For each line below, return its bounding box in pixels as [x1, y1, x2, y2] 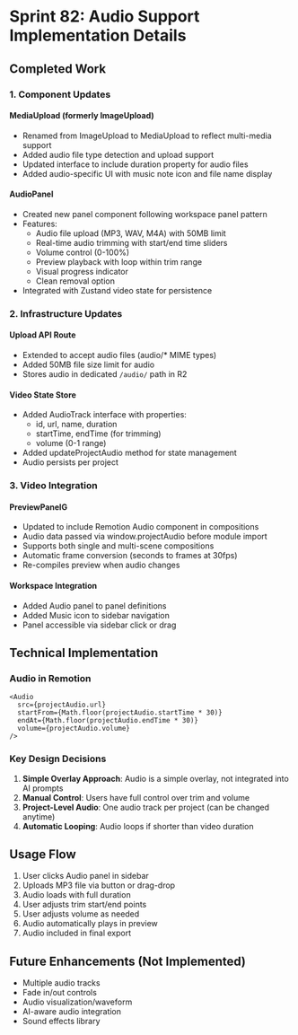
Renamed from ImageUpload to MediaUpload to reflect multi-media [22, 130, 272, 141]
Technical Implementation [9, 645, 159, 661]
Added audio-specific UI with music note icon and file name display [22, 168, 273, 179]
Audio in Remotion [9, 671, 92, 684]
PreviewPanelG [9, 501, 68, 513]
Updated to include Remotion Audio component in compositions [22, 522, 259, 532]
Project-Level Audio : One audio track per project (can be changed [22, 802, 269, 812]
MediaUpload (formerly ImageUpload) [9, 110, 154, 121]
